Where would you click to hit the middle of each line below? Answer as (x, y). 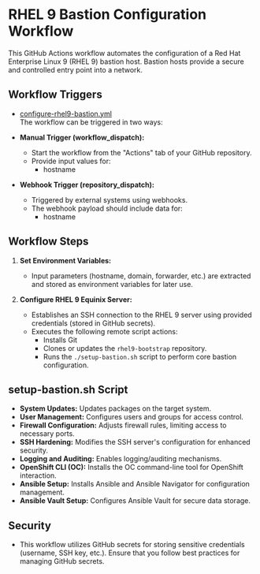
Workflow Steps (48, 242)
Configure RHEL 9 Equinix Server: (76, 299)
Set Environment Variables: (65, 260)
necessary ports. (47, 434)
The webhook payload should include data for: (107, 208)
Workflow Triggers (55, 95)
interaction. (38, 475)
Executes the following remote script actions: (104, 331)
